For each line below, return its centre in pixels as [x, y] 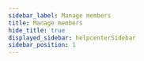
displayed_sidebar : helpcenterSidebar [72, 38]
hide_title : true [37, 30]
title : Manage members [45, 23]
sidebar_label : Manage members [60, 15]
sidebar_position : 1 [42, 45]
